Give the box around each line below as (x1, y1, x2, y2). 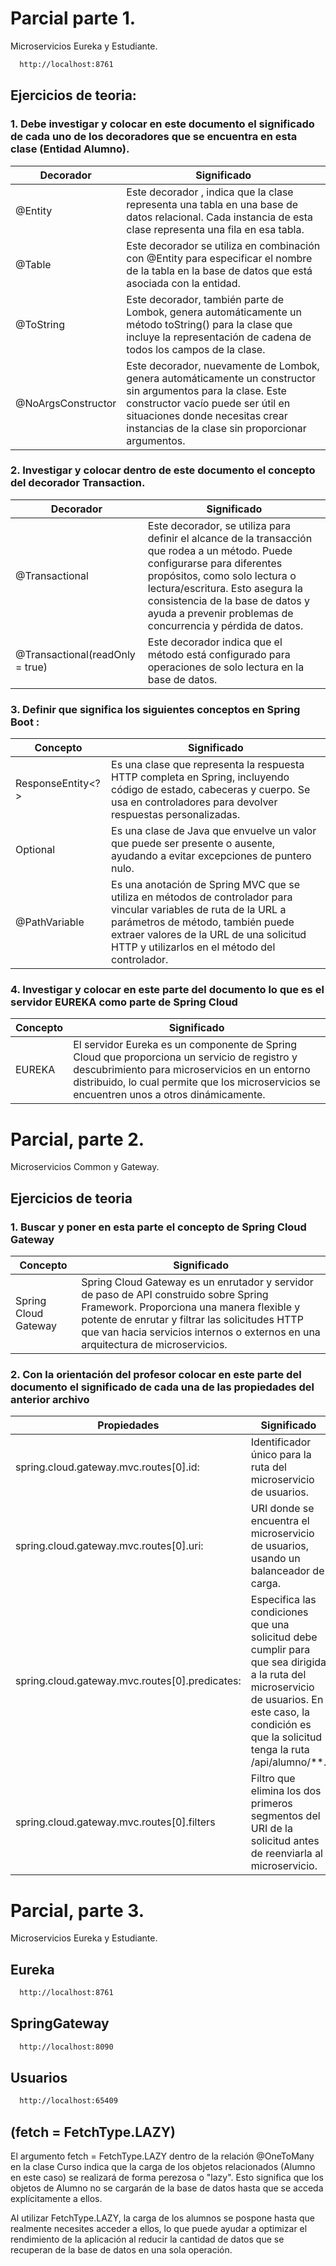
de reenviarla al (250, 1847, 323, 1861)
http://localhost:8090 (19, 2042, 114, 2052)
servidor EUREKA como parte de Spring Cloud (10, 995, 238, 1009)
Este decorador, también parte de (126, 292, 285, 306)
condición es (250, 1718, 312, 1732)
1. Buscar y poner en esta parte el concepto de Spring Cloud (10, 1220, 307, 1234)
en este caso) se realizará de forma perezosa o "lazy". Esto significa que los (10, 2172, 324, 2184)
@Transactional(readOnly (15, 647, 136, 661)
